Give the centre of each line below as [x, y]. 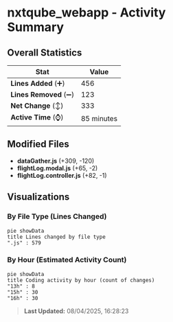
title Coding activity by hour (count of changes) [81, 280]
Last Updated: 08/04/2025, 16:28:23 [76, 311]
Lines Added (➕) [38, 83]
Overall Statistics [45, 53]
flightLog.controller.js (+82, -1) [62, 175]
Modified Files [38, 145]
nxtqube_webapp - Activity [86, 13]
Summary [35, 27]
